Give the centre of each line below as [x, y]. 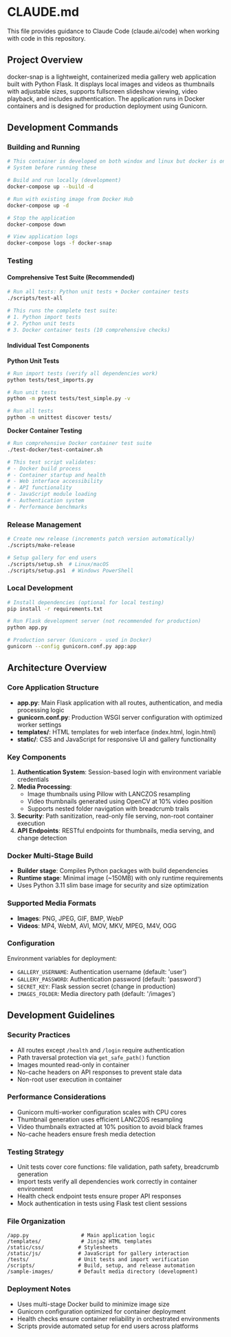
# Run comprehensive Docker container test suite [80, 444]
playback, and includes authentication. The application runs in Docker [106, 99]
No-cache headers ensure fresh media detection [86, 1134]
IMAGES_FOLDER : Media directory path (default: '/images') [96, 993]
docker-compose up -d [38, 205]
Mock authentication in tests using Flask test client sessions [102, 1203]
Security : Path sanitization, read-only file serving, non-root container [115, 816]
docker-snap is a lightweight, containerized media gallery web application [112, 76]
